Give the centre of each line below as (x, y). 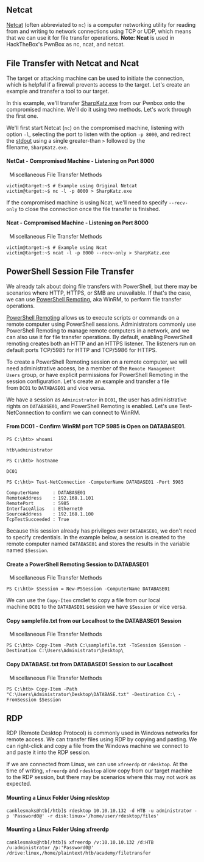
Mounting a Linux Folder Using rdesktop (58, 798)
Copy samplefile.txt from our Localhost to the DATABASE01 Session (94, 620)
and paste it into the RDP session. (48, 752)
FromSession (21, 700)
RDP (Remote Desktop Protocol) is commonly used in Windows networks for (102, 733)
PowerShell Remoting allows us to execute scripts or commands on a (93, 317)
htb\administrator (30, 450)
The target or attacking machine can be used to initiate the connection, (95, 78)
